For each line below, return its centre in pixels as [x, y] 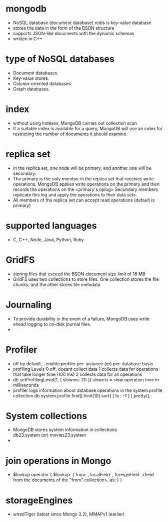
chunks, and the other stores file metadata [56, 284]
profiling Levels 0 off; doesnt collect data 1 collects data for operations [85, 369]
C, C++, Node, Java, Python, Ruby [48, 240]
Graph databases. [31, 89]
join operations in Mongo [58, 461]
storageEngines [39, 500]
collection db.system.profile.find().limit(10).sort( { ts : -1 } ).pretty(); [82, 395]
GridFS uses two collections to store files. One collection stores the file [86, 279]
